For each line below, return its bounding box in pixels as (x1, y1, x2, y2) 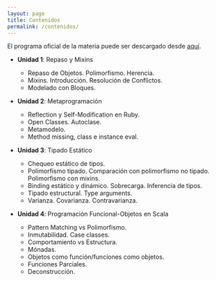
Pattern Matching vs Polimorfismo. (27, 223, 127, 232)
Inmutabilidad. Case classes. (27, 230, 110, 239)
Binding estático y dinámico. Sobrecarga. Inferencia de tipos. (27, 182, 203, 190)
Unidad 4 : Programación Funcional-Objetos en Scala (17, 210, 169, 219)
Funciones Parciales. (27, 260, 88, 269)
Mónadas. (27, 246, 57, 254)
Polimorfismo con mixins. (27, 174, 101, 182)
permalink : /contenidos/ (7, 23, 79, 30)
